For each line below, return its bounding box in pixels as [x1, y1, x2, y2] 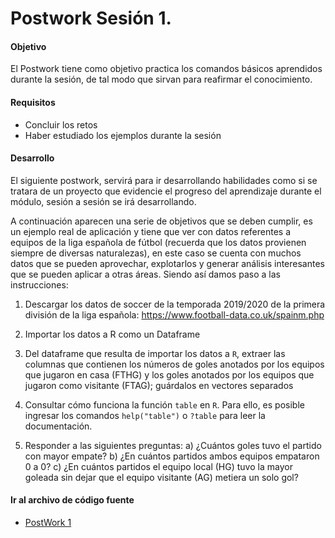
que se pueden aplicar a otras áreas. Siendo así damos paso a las [10, 268, 281, 280]
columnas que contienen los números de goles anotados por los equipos [24, 358, 325, 370]
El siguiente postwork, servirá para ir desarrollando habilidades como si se [10, 174, 318, 186]
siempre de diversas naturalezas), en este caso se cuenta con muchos [10, 247, 302, 259]
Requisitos [10, 96, 56, 108]
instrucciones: [10, 278, 69, 291]
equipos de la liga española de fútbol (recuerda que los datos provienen [10, 236, 307, 248]
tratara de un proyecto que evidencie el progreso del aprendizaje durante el [10, 185, 322, 197]
